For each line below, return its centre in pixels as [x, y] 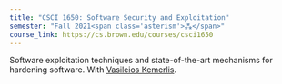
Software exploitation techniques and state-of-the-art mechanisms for [141, 61]
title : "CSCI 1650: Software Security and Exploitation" [120, 18]
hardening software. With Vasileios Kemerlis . [93, 70]
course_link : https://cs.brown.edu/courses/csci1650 [111, 34]
